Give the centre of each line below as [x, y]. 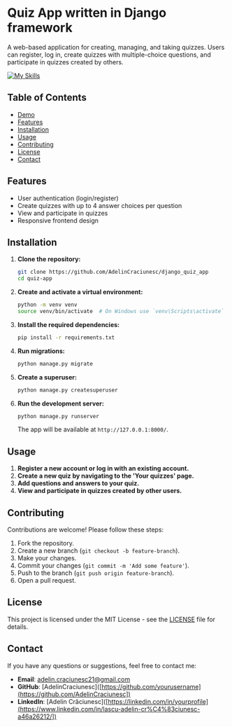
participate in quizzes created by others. [65, 62]
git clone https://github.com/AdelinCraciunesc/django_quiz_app [113, 272]
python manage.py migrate [55, 363]
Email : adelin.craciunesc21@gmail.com [74, 679]
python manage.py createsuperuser [67, 390]
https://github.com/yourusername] [151, 686]
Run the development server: [61, 403]
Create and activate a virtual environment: [80, 292]
